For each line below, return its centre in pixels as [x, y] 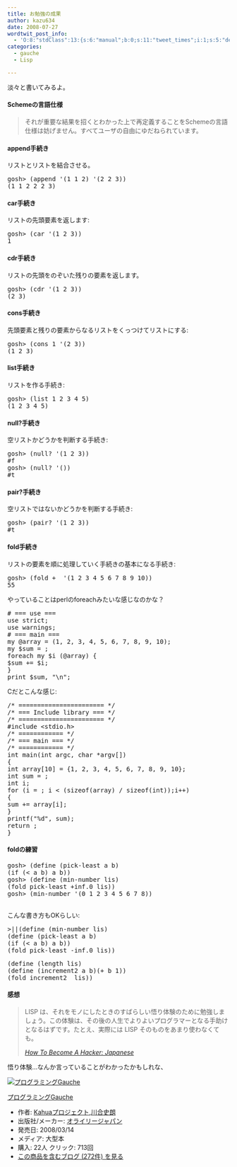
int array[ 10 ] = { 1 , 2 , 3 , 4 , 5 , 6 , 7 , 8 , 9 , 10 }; [97, 769]
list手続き [21, 368]
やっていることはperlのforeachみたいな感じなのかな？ [86, 599]
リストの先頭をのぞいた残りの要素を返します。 [75, 275]
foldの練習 [23, 849]
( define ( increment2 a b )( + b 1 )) [67, 971]
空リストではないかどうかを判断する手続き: [70, 509]
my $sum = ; [28, 649]
